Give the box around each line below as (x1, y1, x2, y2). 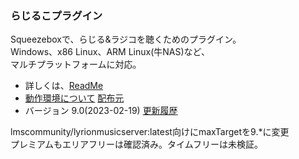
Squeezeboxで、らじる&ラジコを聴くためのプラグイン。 (10, 33, 242, 46)
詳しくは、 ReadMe (24, 80, 104, 92)
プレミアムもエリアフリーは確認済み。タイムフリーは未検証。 (10, 138, 263, 151)
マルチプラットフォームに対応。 (10, 58, 142, 71)
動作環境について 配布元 (24, 92, 125, 104)
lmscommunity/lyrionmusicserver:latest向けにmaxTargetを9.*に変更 (10, 126, 290, 138)
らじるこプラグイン (10, 8, 103, 22)
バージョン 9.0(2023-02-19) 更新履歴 (24, 105, 178, 117)
